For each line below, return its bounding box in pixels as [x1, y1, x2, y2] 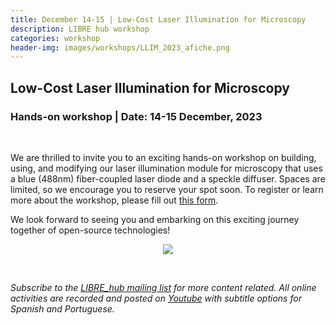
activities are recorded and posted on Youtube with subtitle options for [10, 292, 302, 304]
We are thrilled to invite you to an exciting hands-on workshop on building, [10, 151, 317, 163]
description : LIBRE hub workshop [10, 24, 150, 34]
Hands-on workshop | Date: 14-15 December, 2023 [10, 109, 263, 123]
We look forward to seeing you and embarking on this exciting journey [10, 213, 300, 225]
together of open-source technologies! [10, 224, 171, 236]
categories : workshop [10, 33, 101, 43]
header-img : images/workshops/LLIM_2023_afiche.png [10, 42, 230, 53]
